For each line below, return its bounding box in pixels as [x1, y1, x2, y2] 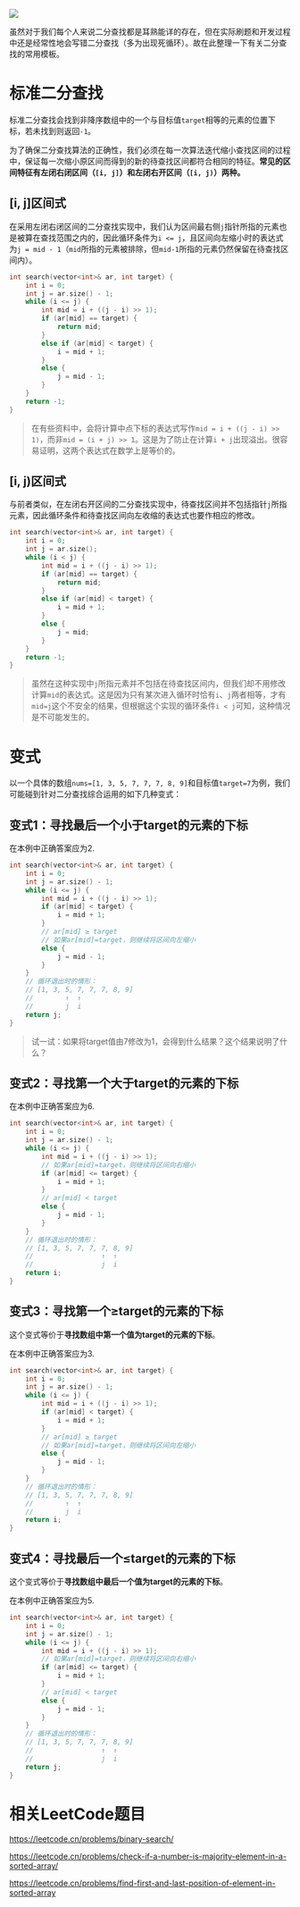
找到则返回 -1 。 [39, 125, 96, 136]
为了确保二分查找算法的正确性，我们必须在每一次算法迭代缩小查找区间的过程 [9, 144, 291, 155]
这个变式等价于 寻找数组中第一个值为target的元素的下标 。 [9, 1329, 221, 1340]
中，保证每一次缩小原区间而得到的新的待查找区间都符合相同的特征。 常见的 [9, 155, 283, 166]
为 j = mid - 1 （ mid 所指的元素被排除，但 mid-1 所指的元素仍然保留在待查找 [9, 243, 281, 254]
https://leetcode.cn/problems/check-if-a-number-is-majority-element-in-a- [9, 1851, 287, 1862]
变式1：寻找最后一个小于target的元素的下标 [9, 818, 248, 833]
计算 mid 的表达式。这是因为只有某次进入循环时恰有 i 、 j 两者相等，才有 [30, 689, 287, 701]
